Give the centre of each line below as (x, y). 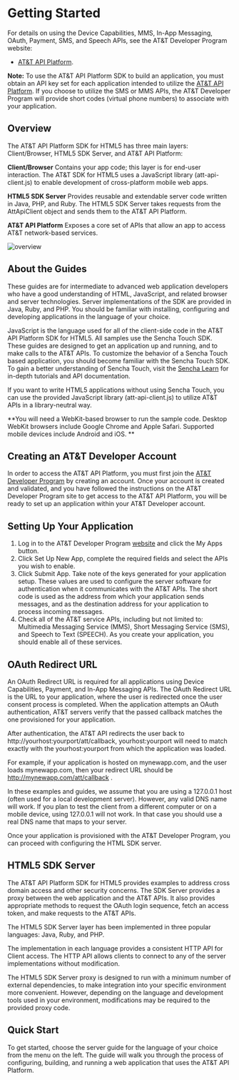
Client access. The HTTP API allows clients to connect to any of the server (117, 956)
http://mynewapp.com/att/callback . (60, 777)
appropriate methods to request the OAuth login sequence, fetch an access (118, 905)
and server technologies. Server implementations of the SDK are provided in (119, 301)
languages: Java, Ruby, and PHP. (56, 934)
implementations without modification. (63, 963)
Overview (30, 129)
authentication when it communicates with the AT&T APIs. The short (117, 589)
